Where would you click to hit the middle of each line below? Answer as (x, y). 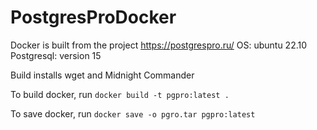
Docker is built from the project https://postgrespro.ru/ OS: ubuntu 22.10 (159, 45)
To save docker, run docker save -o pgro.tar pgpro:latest (133, 113)
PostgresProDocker (93, 17)
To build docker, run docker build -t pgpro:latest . (120, 94)
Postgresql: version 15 (56, 55)
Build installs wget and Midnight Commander (102, 75)
